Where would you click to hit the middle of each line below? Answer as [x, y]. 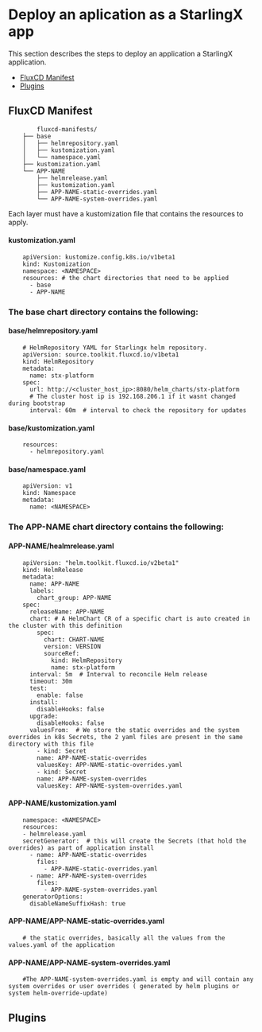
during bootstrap [37, 403]
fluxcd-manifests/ [67, 129]
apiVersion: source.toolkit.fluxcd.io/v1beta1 [101, 355]
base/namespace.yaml [47, 469]
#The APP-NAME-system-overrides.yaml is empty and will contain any [138, 979]
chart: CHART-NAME [74, 639]
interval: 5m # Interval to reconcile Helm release [118, 674]
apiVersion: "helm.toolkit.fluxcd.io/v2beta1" [101, 563]
